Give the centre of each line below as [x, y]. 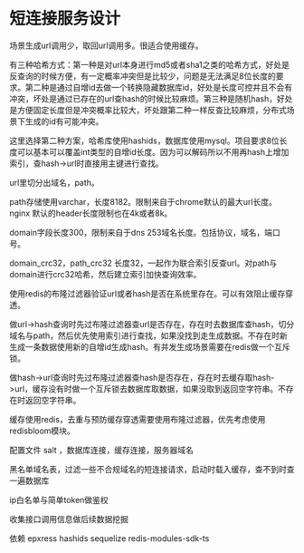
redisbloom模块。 [42, 431]
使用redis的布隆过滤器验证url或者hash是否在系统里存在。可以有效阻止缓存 [147, 293]
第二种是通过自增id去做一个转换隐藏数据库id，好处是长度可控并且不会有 [158, 87]
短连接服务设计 [65, 19]
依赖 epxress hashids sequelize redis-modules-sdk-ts [109, 538]
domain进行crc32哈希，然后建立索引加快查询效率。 [105, 274]
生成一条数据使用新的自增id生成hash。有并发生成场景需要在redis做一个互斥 [150, 346]
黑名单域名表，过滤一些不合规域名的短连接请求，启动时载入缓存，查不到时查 [152, 469]
